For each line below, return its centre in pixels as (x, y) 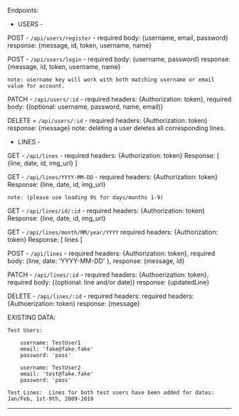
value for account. (36, 86)
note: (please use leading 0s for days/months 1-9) (85, 198)
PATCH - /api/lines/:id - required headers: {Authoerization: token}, (108, 274)
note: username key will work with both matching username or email (111, 80)
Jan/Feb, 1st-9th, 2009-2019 (51, 399)
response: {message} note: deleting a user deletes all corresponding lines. (116, 128)
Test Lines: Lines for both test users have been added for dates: (111, 393)
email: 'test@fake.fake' (57, 374)
